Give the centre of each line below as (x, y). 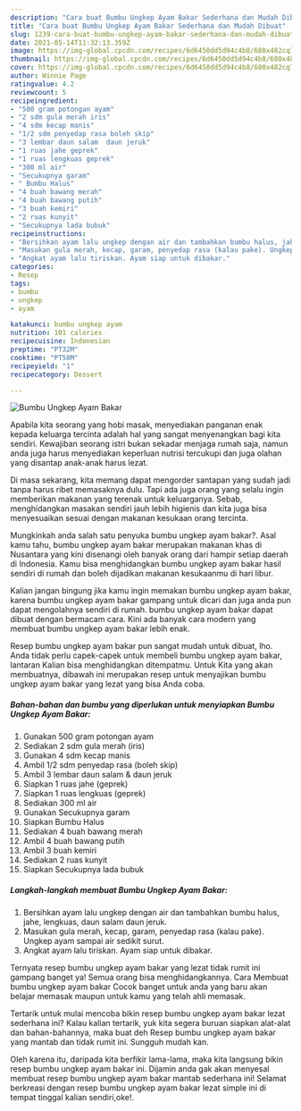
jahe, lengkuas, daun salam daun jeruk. (95, 922)
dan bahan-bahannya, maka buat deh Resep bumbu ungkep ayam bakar (143, 1032)
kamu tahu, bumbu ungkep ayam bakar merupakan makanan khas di (136, 545)
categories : (32, 267)
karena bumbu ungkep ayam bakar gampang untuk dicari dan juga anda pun (150, 601)
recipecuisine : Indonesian (60, 341)
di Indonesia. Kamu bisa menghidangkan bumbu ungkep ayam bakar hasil (146, 564)
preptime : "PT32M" (44, 349)
